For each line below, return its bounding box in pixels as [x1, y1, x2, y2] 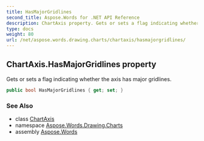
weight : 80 [6, 31, 34, 38]
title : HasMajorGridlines [6, 8, 72, 15]
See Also [6, 101, 33, 110]
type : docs [6, 25, 34, 32]
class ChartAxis [15, 115, 55, 122]
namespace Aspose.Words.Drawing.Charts [15, 122, 123, 129]
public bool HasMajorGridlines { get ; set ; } [6, 87, 123, 93]
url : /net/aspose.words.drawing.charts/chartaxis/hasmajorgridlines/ [6, 37, 186, 43]
